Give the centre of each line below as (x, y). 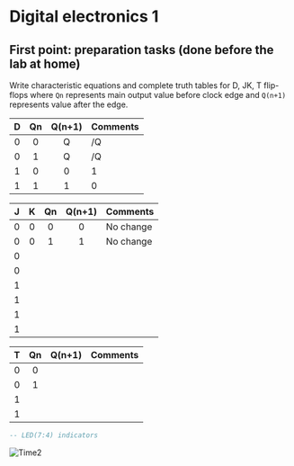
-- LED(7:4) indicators (54, 435)
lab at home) (45, 63)
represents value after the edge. (69, 104)
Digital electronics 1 (84, 17)
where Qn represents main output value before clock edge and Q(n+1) (158, 95)
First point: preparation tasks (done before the (142, 50)
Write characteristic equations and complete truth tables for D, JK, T (136, 85)
